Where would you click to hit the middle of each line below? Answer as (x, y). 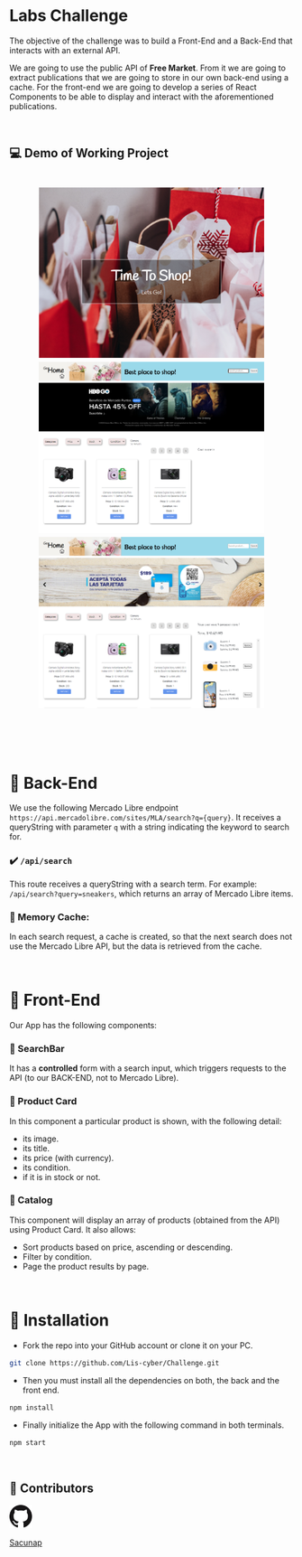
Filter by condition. (57, 1256)
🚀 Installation (59, 1321)
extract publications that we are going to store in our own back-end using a (149, 77)
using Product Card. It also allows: (73, 1229)
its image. (41, 1139)
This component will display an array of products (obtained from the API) (145, 1220)
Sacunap (26, 1543)
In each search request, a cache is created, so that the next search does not (151, 937)
